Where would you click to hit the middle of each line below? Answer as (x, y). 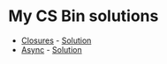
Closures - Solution (56, 40)
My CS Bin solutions (83, 16)
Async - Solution (51, 49)
